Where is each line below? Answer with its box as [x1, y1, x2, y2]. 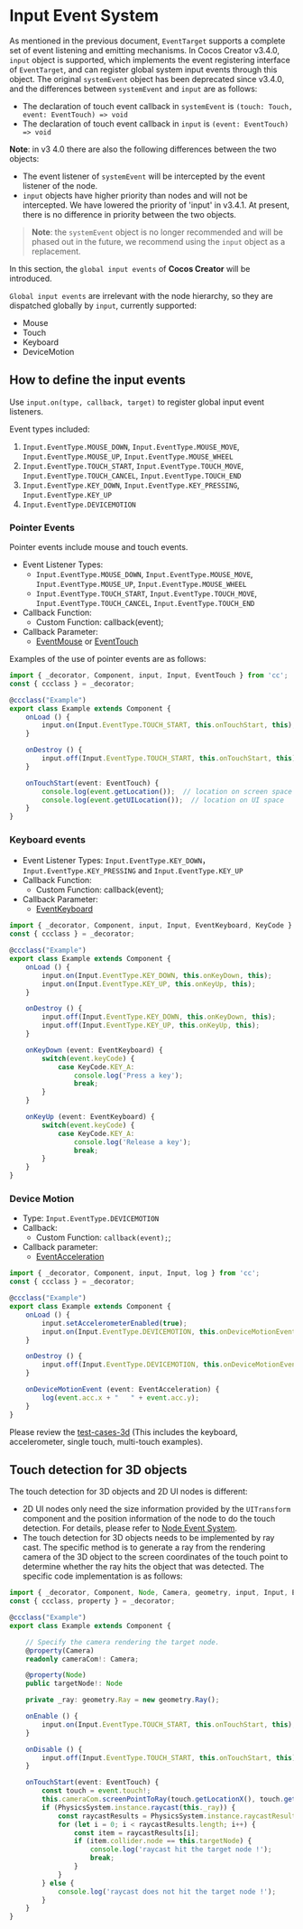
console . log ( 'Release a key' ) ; [73, 1137, 192, 1147]
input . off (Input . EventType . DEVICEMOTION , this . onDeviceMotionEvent [41, 1360, 300, 1369]
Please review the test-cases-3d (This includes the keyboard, [9, 1426, 238, 1437]
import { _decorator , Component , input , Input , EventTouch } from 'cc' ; [9, 671, 289, 680]
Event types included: [9, 424, 90, 434]
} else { [41, 1878, 75, 1887]
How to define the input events [9, 372, 187, 388]
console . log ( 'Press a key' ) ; [73, 1071, 183, 1080]
